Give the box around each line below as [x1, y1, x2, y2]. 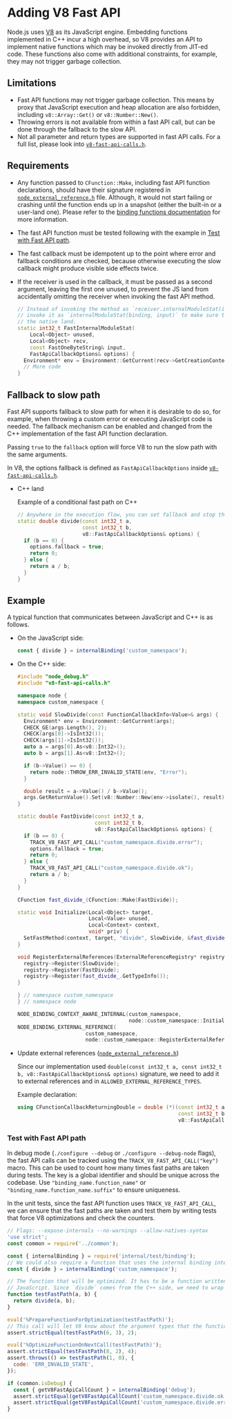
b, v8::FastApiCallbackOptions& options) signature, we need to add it [17, 1070, 220, 1078]
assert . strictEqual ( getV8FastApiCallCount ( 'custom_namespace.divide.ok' [13, 1393, 227, 1400]
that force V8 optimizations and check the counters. [7, 1214, 155, 1222]
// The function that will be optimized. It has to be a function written [7, 1278, 227, 1285]
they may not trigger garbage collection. [7, 57, 122, 65]
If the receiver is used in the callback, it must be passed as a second [17, 277, 213, 285]
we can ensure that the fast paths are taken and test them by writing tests [7, 1206, 217, 1215]
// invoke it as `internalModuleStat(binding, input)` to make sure [17, 312, 219, 319]
